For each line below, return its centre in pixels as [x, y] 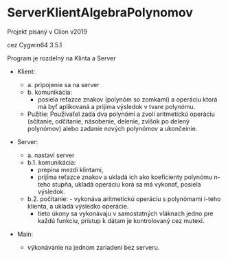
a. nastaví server [51, 155]
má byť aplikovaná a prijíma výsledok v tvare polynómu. [116, 106]
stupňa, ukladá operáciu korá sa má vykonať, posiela [126, 184]
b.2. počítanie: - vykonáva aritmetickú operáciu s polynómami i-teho [124, 199]
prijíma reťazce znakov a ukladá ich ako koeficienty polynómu [125, 177]
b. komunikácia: [49, 92]
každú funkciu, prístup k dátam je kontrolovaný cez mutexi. [121, 220]
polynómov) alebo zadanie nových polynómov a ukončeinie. [112, 128]
